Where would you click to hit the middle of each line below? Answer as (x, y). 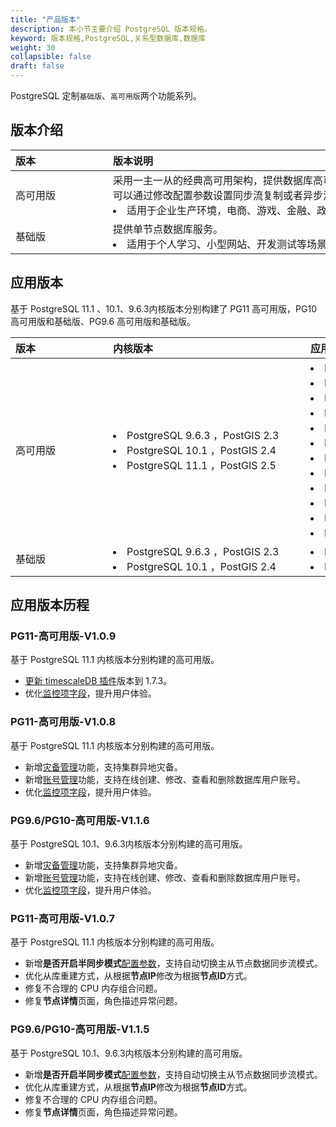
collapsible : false (51, 57)
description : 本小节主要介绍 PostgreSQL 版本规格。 (111, 29)
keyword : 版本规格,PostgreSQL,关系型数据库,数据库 (108, 38)
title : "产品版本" (46, 19)
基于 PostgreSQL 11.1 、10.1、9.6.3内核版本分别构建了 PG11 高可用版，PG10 (163, 308)
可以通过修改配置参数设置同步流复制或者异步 (218, 195)
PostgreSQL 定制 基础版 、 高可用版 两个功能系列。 (106, 95)
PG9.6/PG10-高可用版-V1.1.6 (80, 820)
